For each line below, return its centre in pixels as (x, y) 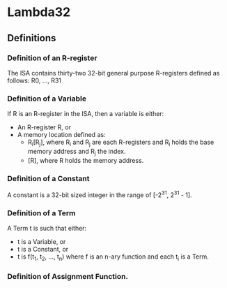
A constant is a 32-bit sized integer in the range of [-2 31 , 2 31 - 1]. (100, 194)
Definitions (32, 38)
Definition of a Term (41, 213)
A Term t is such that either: (47, 229)
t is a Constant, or (43, 250)
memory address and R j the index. (77, 152)
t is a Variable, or (41, 242)
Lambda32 (39, 12)
